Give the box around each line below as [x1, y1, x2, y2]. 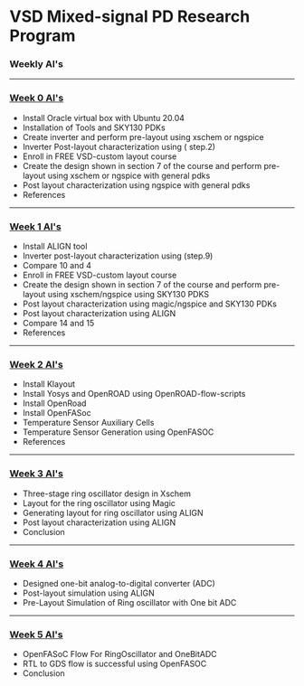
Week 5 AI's [9, 628, 63, 641]
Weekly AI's [9, 58, 63, 70]
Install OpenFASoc [22, 408, 92, 418]
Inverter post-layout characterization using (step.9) [22, 250, 214, 261]
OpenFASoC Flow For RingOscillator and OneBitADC [22, 649, 217, 660]
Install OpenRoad [22, 398, 87, 409]
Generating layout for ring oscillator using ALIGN [22, 507, 204, 518]
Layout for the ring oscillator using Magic [22, 497, 176, 508]
